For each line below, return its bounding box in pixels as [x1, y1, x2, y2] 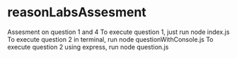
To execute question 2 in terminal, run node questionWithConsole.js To [7, 35, 214, 43]
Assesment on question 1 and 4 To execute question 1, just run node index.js [7, 28, 230, 36]
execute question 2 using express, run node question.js [7, 42, 169, 51]
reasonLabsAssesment [7, 4, 146, 21]
